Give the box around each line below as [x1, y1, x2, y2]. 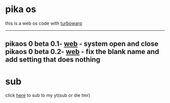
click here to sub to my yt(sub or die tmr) [5, 92, 91, 98]
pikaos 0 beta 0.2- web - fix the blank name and [5, 47, 159, 56]
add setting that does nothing [5, 56, 100, 64]
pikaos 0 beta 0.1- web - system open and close [5, 39, 159, 48]
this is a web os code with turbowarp [5, 20, 82, 26]
